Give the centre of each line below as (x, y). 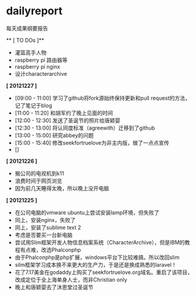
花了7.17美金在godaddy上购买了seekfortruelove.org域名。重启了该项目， (104, 272)
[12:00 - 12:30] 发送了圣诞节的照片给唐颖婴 (67, 120)
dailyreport (34, 11)
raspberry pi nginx (38, 66)
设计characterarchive (41, 73)
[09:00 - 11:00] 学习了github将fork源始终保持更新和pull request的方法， (102, 98)
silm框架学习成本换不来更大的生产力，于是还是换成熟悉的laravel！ (96, 264)
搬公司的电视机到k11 (39, 173)
